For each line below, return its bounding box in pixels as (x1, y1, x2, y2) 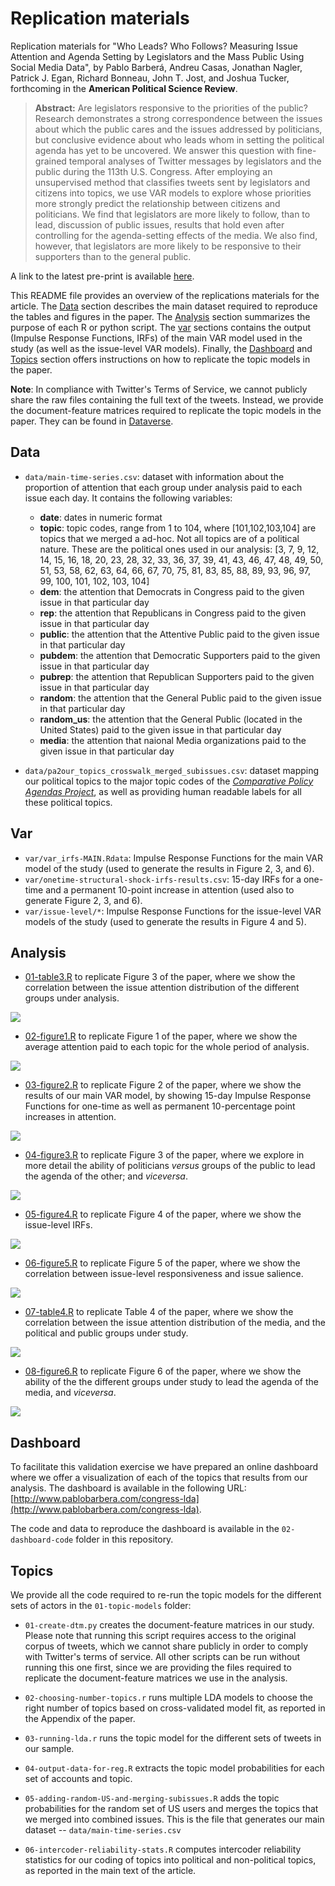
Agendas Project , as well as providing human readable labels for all (24, 785, 302, 797)
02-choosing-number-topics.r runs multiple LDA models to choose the (24, 1692, 313, 1703)
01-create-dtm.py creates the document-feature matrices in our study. (24, 1619, 315, 1631)
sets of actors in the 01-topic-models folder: (10, 1600, 192, 1611)
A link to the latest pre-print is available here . (10, 270, 195, 282)
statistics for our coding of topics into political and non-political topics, (24, 1854, 317, 1866)
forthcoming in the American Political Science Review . (10, 82, 238, 94)
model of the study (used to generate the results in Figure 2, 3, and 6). (24, 862, 315, 874)
